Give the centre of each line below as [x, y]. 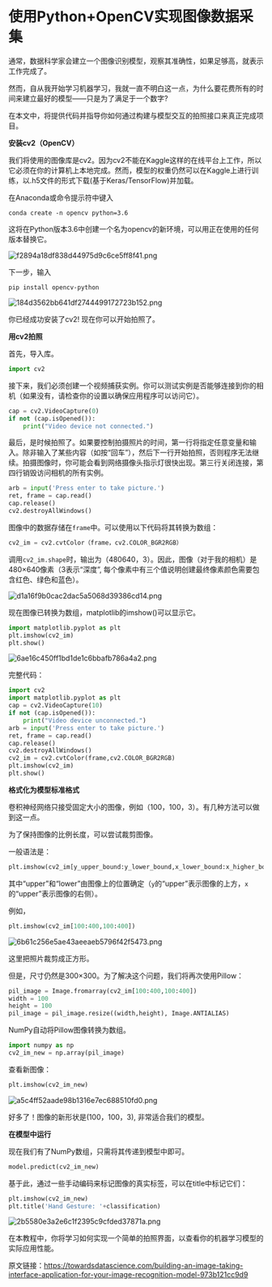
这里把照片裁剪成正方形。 [51, 958]
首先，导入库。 [33, 353]
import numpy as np [41, 1045]
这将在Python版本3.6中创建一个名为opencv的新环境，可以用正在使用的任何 [134, 229]
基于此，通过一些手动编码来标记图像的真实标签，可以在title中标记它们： [128, 1183]
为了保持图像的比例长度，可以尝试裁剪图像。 [83, 834]
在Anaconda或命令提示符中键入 [61, 197]
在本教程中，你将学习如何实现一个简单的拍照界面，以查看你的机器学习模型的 [136, 1238]
